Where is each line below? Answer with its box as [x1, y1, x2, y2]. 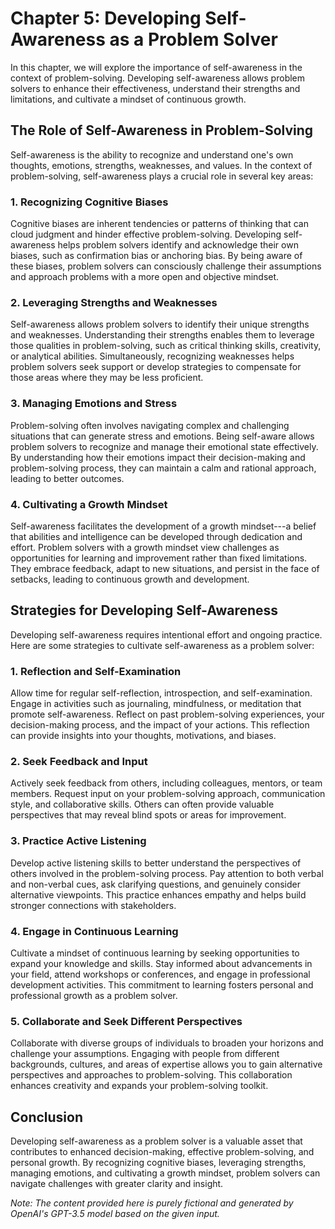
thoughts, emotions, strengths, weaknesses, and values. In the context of [10, 159, 313, 171]
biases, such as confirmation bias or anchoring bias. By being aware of [10, 250, 303, 262]
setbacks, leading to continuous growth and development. [10, 573, 250, 585]
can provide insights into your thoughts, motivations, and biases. [10, 730, 277, 742]
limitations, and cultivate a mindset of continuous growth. [10, 93, 247, 105]
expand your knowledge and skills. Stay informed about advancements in [10, 957, 313, 969]
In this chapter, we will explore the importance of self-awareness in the [10, 61, 303, 73]
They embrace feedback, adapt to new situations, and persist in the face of [10, 562, 320, 574]
